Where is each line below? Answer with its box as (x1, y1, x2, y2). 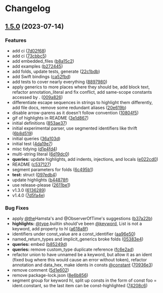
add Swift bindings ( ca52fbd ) (12, 73, 71, 79)
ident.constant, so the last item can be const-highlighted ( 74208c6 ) (12, 283, 148, 289)
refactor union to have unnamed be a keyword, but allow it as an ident (12, 252, 152, 258)
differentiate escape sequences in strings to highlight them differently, (12, 99, 153, 105)
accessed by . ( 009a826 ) (12, 94, 63, 100)
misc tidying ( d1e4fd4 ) (12, 146, 57, 152)
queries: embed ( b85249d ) (12, 241, 68, 247)
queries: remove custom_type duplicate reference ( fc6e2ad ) (12, 246, 134, 253)
